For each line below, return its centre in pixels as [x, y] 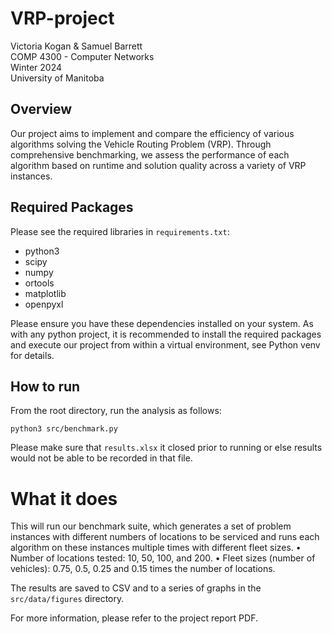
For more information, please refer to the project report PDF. [134, 618]
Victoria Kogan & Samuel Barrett [76, 46]
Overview [41, 109]
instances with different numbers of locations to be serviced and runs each [165, 537]
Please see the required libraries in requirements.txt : [120, 231]
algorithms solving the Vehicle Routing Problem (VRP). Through [141, 144]
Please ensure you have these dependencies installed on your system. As [162, 323]
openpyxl [44, 304]
